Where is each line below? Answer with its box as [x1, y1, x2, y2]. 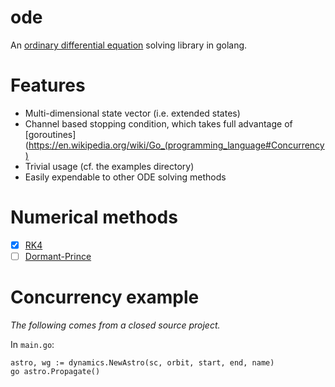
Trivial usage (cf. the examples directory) [24, 160, 195, 172]
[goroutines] [24, 128, 77, 140]
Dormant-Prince [24, 250, 92, 262]
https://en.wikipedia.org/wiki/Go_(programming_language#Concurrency [28, 139, 325, 151]
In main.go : [10, 338, 55, 350]
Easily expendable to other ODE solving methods [24, 171, 227, 183]
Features [10, 74, 86, 97]
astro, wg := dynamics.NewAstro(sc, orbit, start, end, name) [10, 357, 275, 368]
